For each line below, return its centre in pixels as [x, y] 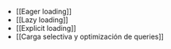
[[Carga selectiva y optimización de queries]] [90, 36]
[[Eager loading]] [44, 11]
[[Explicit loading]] [46, 28]
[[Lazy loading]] [42, 20]
